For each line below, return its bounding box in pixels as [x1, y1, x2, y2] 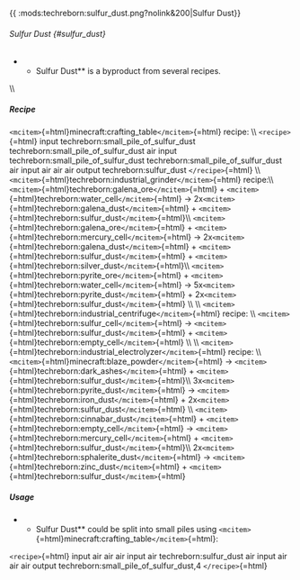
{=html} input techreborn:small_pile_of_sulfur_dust [9, 136, 196, 147]
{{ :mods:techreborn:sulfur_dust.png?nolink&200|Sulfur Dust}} [9, 8, 241, 18]
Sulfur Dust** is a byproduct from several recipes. [35, 66, 222, 77]
